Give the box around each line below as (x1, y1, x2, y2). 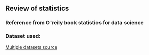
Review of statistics (5, 4, 69, 13)
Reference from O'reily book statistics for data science (5, 19, 144, 26)
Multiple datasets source (5, 44, 58, 50)
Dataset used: (5, 33, 41, 40)
